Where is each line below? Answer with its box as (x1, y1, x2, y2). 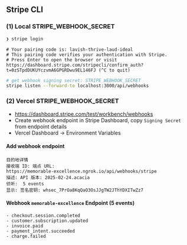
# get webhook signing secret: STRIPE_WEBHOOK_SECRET (6, 77, 142, 83)
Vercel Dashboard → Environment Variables (14, 129, 121, 136)
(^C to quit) (98, 67, 131, 73)
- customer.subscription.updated (6, 218, 88, 224)
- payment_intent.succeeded (6, 228, 76, 234)
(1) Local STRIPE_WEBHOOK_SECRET (6, 22, 115, 31)
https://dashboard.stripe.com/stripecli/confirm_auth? (6, 62, 144, 68)
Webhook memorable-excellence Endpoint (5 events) (6, 200, 134, 207)
